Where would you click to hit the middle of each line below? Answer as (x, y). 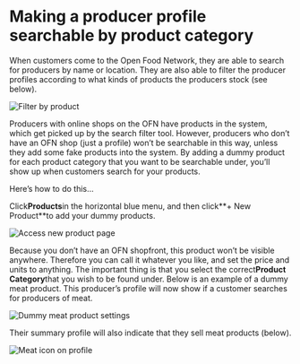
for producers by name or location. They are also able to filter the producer (148, 70)
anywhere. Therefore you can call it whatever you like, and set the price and (150, 260)
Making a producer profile (108, 17)
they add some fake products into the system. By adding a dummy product (147, 152)
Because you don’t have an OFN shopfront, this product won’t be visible (142, 250)
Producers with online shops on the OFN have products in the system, (138, 124)
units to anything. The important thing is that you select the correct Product (148, 269)
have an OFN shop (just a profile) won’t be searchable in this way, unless (144, 143)
